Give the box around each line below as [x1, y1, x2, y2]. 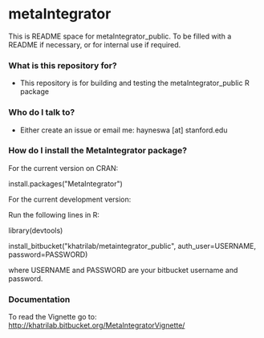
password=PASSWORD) [8, 250, 88, 259]
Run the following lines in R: [8, 210, 100, 219]
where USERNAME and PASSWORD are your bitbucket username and [8, 265, 238, 275]
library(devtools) [8, 226, 63, 235]
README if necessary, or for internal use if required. [8, 39, 181, 49]
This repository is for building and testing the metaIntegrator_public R [19, 78, 250, 88]
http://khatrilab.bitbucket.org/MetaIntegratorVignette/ [8, 320, 185, 330]
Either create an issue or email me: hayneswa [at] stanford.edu [19, 125, 228, 135]
